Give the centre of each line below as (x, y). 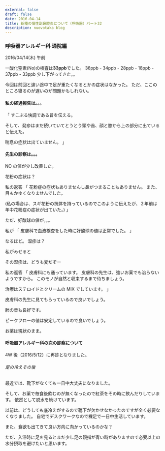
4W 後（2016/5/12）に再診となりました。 (47, 355)
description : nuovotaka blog (35, 28)
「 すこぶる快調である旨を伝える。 (40, 115)
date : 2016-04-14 (23, 19)
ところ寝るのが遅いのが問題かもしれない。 (48, 91)
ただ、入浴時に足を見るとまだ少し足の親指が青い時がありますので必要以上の (83, 437)
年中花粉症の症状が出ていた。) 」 (38, 210)
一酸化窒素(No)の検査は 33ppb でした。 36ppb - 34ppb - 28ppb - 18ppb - (80, 68)
